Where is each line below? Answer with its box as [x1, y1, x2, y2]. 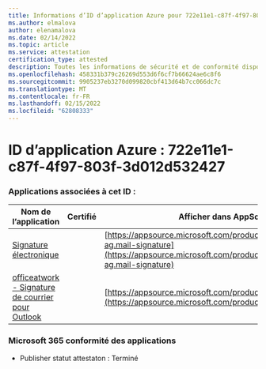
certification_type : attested [8, 56, 108, 64]
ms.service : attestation [8, 48, 90, 56]
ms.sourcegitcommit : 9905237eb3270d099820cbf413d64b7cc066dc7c [8, 77, 222, 85]
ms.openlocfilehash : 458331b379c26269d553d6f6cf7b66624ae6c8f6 [8, 70, 222, 78]
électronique [12, 250, 59, 261]
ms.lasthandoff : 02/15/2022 [8, 100, 101, 107]
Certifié [66, 211, 97, 222]
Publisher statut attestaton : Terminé [19, 353, 139, 363]
